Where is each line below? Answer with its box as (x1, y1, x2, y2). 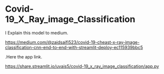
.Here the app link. (5, 54, 43, 59)
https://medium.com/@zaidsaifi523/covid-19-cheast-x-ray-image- (5, 39, 140, 45)
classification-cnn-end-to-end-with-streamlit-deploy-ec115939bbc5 (5, 44, 143, 50)
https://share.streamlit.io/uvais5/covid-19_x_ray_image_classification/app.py (5, 63, 160, 69)
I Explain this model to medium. (5, 30, 69, 36)
